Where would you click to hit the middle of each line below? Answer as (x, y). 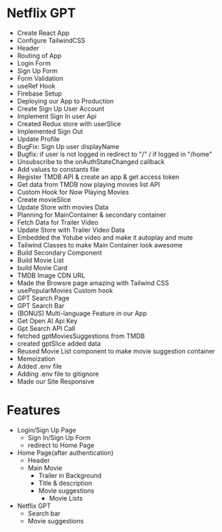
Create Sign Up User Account (61, 108)
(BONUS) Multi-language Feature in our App (82, 313)
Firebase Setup (39, 93)
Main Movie (45, 468)
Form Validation (40, 78)
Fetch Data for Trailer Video (57, 222)
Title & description (65, 483)
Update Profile (38, 139)
